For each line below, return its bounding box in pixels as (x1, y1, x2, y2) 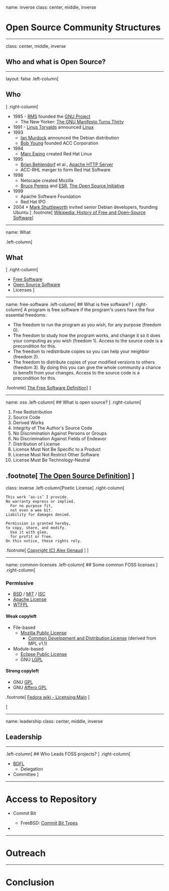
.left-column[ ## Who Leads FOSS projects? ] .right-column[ (6, 750, 131, 757)
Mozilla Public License (20, 629, 67, 635)
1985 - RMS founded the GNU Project (13, 113, 91, 119)
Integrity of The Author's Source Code (13, 425, 92, 431)
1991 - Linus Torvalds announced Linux (13, 124, 94, 130)
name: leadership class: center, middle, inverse (6, 718, 103, 724)
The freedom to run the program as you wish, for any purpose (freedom (13, 322, 162, 328)
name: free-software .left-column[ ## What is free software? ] (6, 301, 134, 308)
